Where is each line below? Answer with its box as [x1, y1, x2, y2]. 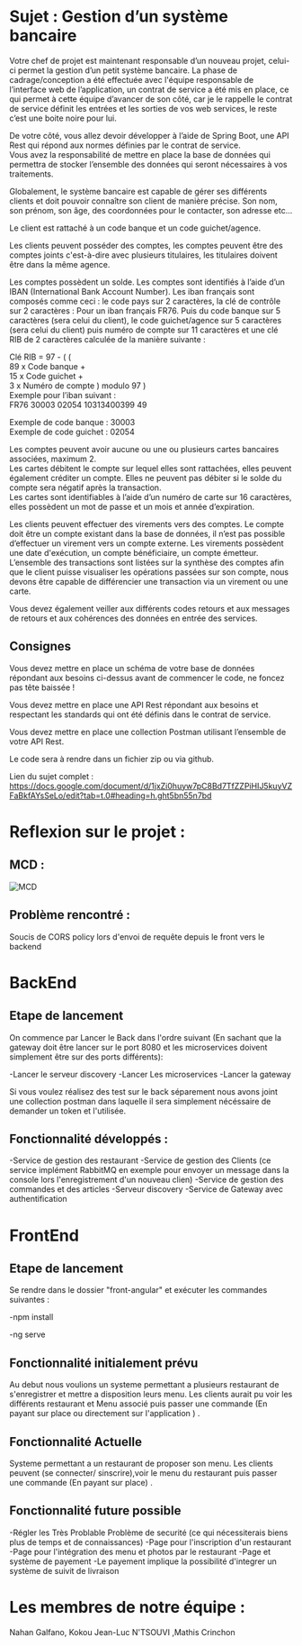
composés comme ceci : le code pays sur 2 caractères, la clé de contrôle [9, 296, 281, 306]
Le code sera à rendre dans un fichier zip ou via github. [9, 753, 214, 764]
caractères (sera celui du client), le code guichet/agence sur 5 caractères [9, 314, 282, 325]
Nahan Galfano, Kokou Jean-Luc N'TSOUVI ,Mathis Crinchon [9, 1626, 235, 1637]
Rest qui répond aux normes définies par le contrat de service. [9, 140, 241, 150]
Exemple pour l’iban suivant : [9, 389, 117, 400]
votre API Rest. [9, 736, 65, 747]
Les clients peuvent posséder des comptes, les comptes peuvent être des [9, 240, 283, 250]
